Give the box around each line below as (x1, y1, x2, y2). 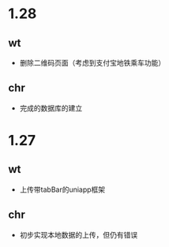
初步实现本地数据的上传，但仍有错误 (19, 230, 138, 239)
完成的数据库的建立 (19, 103, 83, 113)
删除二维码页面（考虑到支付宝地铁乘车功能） (19, 58, 166, 67)
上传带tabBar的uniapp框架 (19, 185, 106, 194)
